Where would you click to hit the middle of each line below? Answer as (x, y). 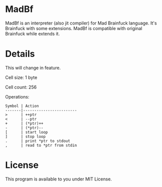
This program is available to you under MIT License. (58, 179)
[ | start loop (27, 132)
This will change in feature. (33, 67)
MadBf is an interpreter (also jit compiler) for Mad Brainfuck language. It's (81, 23)
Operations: (17, 96)
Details (20, 54)
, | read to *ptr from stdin (41, 145)
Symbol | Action (22, 106)
